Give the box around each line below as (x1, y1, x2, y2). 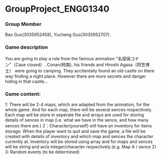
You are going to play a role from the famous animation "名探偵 (5, 55, 131, 61)
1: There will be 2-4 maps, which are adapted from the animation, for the (5, 102, 150, 107)
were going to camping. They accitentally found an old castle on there (14, 68, 155, 73)
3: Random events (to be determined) (5, 149, 80, 155)
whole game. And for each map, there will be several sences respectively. (5, 107, 153, 113)
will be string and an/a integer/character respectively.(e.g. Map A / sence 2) (5, 144, 157, 150)
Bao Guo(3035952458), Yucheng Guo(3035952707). (5, 32, 111, 37)
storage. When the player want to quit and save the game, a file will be (5, 128, 146, 134)
